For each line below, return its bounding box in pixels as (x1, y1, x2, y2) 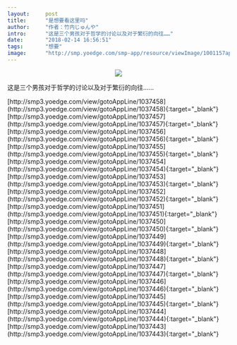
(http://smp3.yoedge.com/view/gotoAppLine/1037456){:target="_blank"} (7, 135, 219, 143)
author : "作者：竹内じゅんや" (7, 23, 99, 30)
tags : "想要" (7, 43, 63, 50)
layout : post (7, 10, 59, 18)
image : (7, 50, 27, 57)
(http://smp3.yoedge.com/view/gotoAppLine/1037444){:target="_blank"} (7, 315, 219, 323)
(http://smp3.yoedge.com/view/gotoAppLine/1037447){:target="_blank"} (7, 270, 219, 278)
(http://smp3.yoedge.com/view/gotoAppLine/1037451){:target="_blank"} (7, 210, 217, 218)
